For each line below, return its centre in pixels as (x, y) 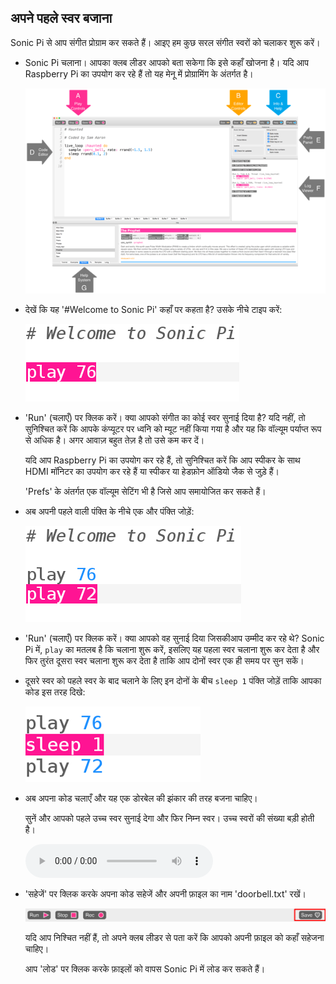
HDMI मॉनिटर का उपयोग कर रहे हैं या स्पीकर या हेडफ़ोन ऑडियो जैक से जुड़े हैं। (152, 471)
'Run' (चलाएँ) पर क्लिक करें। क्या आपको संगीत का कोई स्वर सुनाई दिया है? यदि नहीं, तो (165, 417)
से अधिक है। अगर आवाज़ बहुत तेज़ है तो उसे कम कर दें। (114, 440)
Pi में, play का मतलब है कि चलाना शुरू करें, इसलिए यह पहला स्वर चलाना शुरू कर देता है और (172, 649)
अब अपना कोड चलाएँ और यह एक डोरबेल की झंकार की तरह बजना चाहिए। (141, 798)
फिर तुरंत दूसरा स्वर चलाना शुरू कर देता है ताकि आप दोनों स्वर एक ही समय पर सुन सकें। (164, 660)
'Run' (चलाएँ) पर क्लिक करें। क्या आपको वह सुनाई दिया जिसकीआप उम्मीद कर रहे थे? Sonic (174, 638)
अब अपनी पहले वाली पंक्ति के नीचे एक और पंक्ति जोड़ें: (109, 511)
